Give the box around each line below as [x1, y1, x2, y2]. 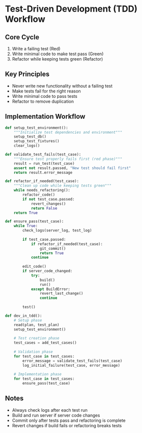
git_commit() [39, 246, 66, 251]
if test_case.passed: [22, 237, 66, 242]
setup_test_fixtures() [14, 139, 60, 144]
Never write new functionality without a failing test [12, 83, 113, 89]
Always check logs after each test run [12, 407, 88, 413]
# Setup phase [14, 318, 42, 323]
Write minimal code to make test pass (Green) [12, 51, 104, 57]
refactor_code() [22, 192, 55, 197]
